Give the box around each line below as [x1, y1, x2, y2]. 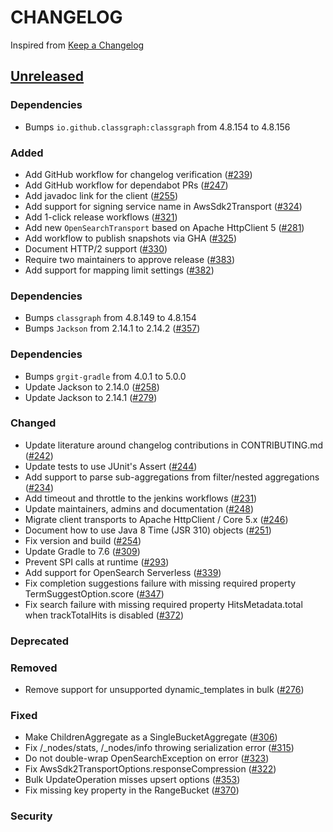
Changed [10, 416, 57, 430]
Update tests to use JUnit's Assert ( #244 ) [24, 460, 198, 472]
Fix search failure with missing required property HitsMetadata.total [24, 598, 303, 610]
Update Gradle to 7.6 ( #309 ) [24, 545, 141, 557]
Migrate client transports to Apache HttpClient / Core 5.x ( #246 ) [24, 513, 289, 525]
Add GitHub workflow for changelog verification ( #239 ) [24, 168, 253, 180]
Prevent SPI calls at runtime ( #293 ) [24, 556, 170, 568]
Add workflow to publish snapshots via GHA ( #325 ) [24, 232, 238, 244]
